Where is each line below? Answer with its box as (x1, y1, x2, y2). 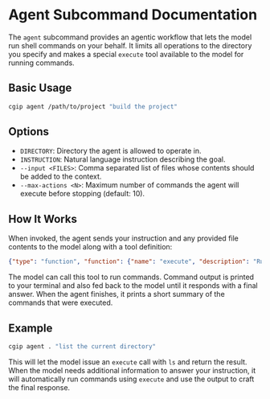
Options (8, 125, 50, 138)
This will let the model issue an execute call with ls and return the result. (8, 356, 247, 367)
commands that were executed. (8, 298, 113, 307)
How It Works (8, 212, 78, 226)
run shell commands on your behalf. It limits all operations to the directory (8, 40, 252, 50)
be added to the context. (19, 171, 102, 182)
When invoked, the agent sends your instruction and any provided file (8, 233, 239, 243)
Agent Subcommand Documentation (8, 6, 258, 24)
